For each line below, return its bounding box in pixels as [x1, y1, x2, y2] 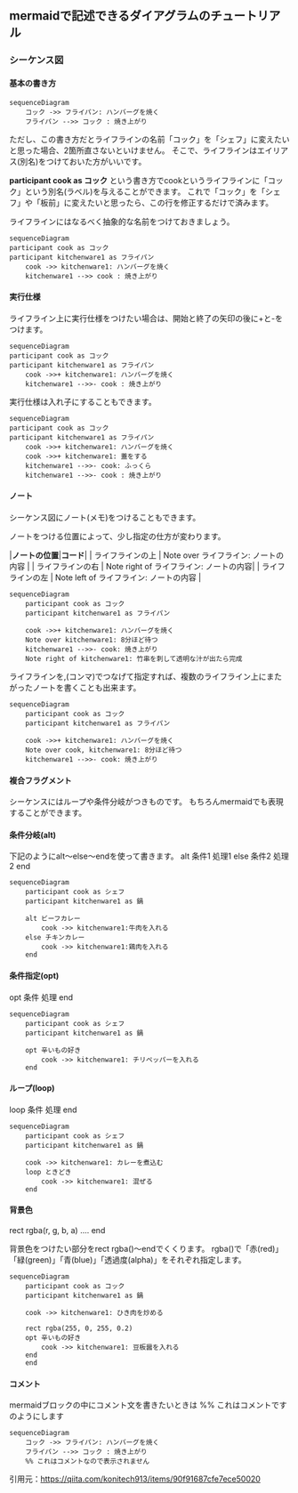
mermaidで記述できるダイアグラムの [9, 8, 211, 24]
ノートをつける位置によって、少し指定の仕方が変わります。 [9, 530, 226, 541]
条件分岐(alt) [9, 829, 56, 840]
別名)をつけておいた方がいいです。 [20, 156, 147, 166]
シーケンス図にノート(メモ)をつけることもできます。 [9, 512, 201, 522]
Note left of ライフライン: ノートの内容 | [54, 572, 202, 583]
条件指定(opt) [9, 970, 60, 981]
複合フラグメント [9, 775, 72, 786]
